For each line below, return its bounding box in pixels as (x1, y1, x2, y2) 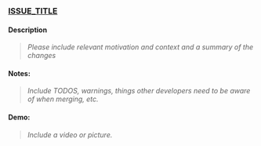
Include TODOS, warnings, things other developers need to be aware (27, 86, 251, 96)
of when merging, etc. (27, 94, 100, 104)
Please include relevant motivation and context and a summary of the (27, 42, 254, 52)
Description (8, 25, 48, 35)
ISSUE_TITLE (8, 5, 58, 16)
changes (27, 51, 56, 60)
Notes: (8, 68, 31, 78)
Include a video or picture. (27, 130, 113, 139)
